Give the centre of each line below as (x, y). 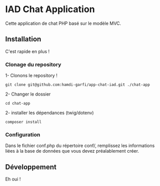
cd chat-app (18, 104)
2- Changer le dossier (28, 94)
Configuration (23, 134)
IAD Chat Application (50, 9)
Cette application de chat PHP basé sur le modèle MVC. (63, 23)
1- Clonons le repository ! (31, 76)
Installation (23, 39)
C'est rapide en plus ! (28, 51)
